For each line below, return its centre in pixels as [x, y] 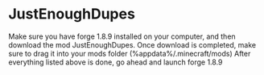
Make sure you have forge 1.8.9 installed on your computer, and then [122, 36]
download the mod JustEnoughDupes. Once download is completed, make [132, 44]
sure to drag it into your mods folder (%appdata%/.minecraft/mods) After [130, 53]
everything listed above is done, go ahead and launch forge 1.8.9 [115, 62]
